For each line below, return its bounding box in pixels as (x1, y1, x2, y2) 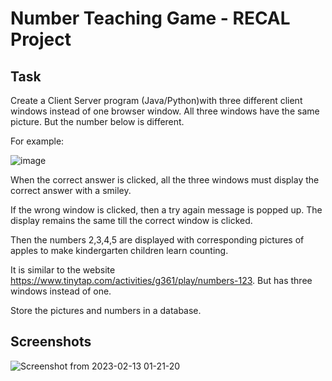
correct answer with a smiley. (10, 185, 132, 196)
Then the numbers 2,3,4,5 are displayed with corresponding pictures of (10, 234, 305, 246)
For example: (10, 135, 65, 147)
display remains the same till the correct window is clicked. (10, 215, 253, 226)
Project (10, 28, 72, 51)
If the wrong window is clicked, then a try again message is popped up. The (10, 204, 323, 216)
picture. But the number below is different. (10, 116, 185, 127)
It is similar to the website (10, 264, 116, 276)
